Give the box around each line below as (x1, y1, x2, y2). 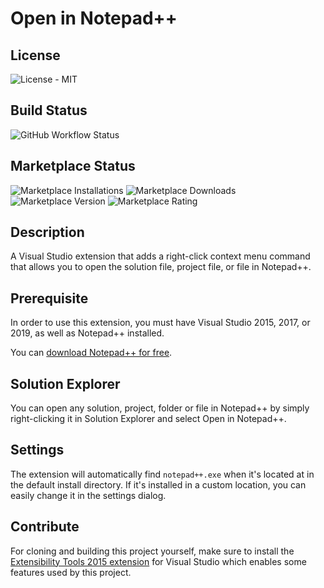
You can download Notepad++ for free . (10, 347, 173, 359)
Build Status (10, 102, 88, 119)
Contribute (10, 518, 80, 536)
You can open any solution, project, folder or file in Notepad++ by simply (10, 402, 310, 414)
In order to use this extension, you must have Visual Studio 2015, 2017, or (10, 317, 311, 329)
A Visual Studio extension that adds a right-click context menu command (10, 250, 311, 262)
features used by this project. (10, 566, 132, 578)
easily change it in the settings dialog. (10, 489, 167, 501)
